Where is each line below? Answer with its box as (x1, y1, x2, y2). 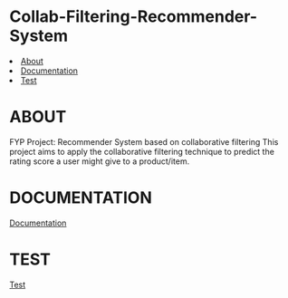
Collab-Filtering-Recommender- (9, 6, 258, 27)
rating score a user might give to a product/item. (9, 156, 190, 167)
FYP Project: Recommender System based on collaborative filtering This (9, 136, 279, 147)
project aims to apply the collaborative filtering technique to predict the (9, 146, 274, 157)
